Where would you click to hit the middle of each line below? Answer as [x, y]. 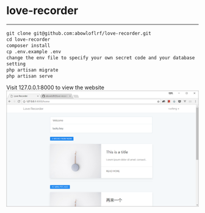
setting [16, 64]
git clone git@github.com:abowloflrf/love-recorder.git [79, 33]
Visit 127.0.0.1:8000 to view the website [56, 87]
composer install [28, 45]
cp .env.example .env [34, 52]
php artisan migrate [33, 70]
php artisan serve [30, 76]
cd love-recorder [28, 39]
